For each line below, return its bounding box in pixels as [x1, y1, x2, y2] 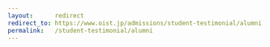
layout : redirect [7, 11, 84, 20]
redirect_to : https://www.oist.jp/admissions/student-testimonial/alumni [7, 19, 263, 27]
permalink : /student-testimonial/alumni [7, 26, 153, 34]
